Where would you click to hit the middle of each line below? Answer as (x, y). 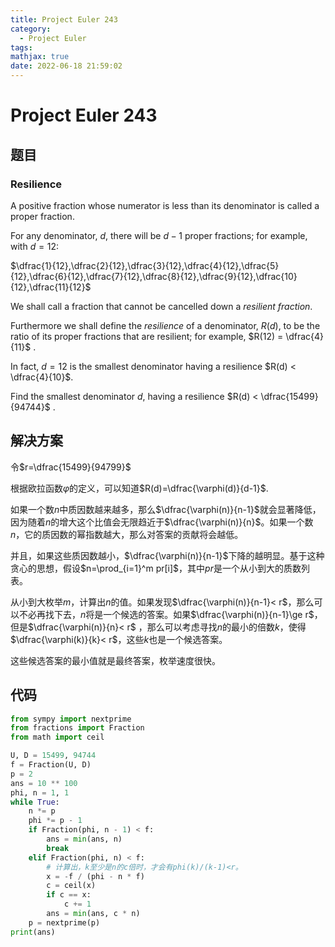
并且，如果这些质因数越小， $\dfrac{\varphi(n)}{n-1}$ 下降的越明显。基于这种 (167, 555)
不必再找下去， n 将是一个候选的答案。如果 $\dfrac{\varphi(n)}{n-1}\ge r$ (166, 614)
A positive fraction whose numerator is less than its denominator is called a (165, 205)
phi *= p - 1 (55, 821)
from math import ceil (57, 737)
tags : (21, 47)
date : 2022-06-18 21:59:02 (66, 66)
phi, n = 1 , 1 (40, 792)
